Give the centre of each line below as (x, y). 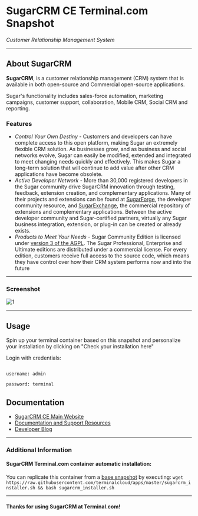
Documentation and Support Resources (62, 423)
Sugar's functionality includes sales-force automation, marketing (85, 96)
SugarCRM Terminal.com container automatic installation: (79, 464)
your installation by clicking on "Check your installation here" (80, 347)
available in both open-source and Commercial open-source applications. (95, 84)
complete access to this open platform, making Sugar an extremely (96, 143)
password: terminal (30, 384)
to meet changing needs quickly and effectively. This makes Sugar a (98, 162)
